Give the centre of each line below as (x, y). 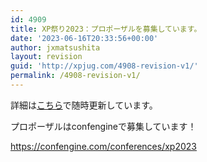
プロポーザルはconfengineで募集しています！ (103, 126)
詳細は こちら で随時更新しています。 (84, 105)
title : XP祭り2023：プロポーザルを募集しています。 (106, 29)
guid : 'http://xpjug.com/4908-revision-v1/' (104, 66)
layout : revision (46, 57)
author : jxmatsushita (55, 47)
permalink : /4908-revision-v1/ (75, 76)
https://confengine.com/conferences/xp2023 (103, 146)
